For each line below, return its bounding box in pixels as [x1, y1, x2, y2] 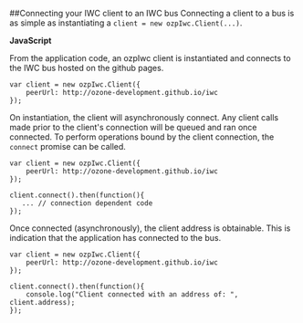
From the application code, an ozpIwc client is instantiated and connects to [9, 53, 291, 63]
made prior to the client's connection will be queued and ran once [9, 122, 257, 132]
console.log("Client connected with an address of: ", [26, 290, 239, 299]
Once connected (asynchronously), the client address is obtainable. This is [9, 223, 291, 234]
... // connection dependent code [21, 199, 153, 208]
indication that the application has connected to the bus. [9, 233, 222, 243]
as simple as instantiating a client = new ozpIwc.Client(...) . [9, 17, 243, 28]
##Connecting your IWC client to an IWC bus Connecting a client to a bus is [9, 8, 295, 18]
